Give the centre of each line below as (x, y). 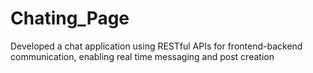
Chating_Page (70, 18)
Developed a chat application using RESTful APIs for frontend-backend (156, 46)
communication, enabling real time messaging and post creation (142, 56)
